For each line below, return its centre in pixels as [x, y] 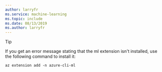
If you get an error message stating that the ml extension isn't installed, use [81, 51]
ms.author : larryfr [25, 28]
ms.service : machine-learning [36, 14]
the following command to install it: [40, 56]
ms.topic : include [24, 19]
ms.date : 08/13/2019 [26, 23]
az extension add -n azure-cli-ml [40, 66]
